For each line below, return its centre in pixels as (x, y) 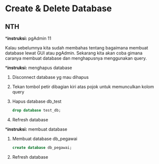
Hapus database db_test (37, 101)
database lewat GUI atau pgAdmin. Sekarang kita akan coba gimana (74, 53)
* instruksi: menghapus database (39, 68)
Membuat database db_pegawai (45, 139)
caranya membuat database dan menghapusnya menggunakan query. (76, 58)
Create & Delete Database (58, 9)
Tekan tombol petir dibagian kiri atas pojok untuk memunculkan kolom (83, 87)
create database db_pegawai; (42, 147)
